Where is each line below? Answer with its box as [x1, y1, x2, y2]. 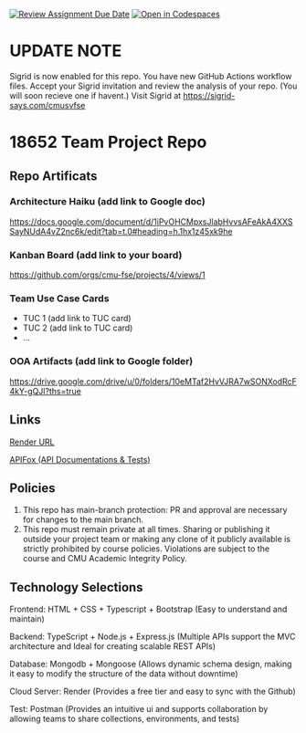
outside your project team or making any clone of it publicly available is [22, 534, 290, 545]
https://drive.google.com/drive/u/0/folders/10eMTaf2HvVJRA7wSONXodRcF [9, 375, 297, 387]
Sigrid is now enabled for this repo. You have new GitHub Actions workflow [9, 70, 292, 81]
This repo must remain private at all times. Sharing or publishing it [22, 524, 270, 535]
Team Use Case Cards [9, 292, 110, 305]
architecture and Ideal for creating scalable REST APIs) [9, 641, 216, 652]
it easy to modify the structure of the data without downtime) [9, 668, 239, 679]
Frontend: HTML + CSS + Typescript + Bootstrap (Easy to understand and [9, 603, 288, 615]
